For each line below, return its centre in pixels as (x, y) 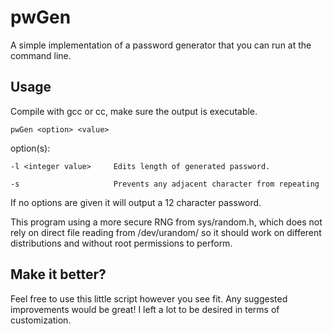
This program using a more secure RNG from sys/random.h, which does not (166, 222)
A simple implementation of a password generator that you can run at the (161, 45)
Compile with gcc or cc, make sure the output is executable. (134, 111)
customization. (41, 320)
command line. (41, 55)
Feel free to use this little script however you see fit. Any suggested (149, 298)
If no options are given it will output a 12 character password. (136, 202)
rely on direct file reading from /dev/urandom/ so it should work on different (166, 232)
